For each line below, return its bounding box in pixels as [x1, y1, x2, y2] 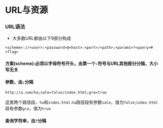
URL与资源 [5, 4, 48, 16]
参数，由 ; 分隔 [5, 79, 33, 85]
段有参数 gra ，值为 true [5, 105, 51, 111]
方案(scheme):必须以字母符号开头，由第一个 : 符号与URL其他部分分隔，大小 [5, 61, 159, 66]
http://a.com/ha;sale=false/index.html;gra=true [5, 90, 107, 95]
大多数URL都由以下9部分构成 [12, 35, 71, 41]
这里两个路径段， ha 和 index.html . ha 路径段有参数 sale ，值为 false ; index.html [5, 99, 159, 105]
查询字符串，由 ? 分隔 [5, 118, 47, 124]
